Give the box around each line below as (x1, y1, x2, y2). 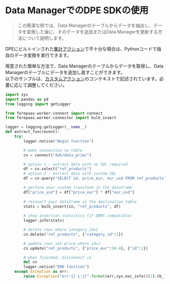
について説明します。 (22, 35, 66, 41)
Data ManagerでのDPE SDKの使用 (5, 5, 149, 16)
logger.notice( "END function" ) (23, 264, 90, 269)
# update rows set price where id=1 (23, 241, 101, 246)
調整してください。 (27, 82, 67, 88)
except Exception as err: (14, 269, 69, 274)
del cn (23, 260, 37, 265)
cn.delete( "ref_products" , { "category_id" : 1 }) (23, 232, 123, 237)
